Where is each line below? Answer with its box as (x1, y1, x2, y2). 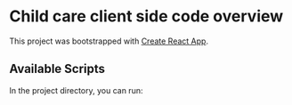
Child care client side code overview (9, 6, 284, 27)
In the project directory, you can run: (9, 85, 143, 95)
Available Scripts (9, 61, 105, 77)
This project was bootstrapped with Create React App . (9, 36, 209, 46)
